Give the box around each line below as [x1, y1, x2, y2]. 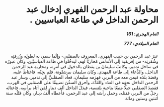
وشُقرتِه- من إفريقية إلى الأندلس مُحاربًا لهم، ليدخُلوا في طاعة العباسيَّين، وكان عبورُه [4, 58, 159, 64]
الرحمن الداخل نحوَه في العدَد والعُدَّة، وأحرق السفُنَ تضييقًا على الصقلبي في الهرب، [6, 80, 159, 86]
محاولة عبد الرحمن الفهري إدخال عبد [26, 3, 159, 15]
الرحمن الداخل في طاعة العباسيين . [29, 14, 159, 25]
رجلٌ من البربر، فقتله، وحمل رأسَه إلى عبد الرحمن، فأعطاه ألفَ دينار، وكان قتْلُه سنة [5, 90, 159, 96]
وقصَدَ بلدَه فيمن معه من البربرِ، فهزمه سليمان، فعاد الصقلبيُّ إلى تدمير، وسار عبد [11, 74, 159, 80]
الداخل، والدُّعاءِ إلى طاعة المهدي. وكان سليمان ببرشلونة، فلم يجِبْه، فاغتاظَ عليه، [12, 69, 159, 75]
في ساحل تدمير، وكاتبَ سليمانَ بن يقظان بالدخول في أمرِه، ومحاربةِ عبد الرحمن [12, 64, 159, 70]
